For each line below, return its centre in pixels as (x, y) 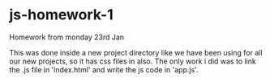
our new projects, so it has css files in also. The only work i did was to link (133, 61)
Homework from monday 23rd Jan (67, 37)
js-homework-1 (62, 15)
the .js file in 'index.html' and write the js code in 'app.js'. (104, 69)
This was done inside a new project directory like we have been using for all (136, 52)
